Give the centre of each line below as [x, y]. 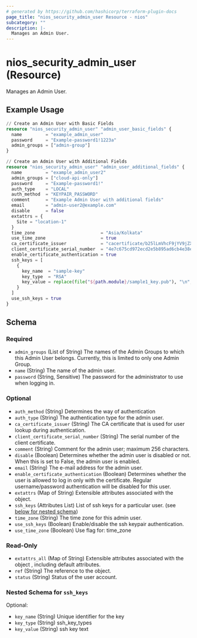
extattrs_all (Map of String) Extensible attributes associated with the [99, 558]
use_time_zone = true [64, 238]
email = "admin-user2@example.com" [64, 206]
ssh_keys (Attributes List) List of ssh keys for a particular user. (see [95, 505]
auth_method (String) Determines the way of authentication [85, 411]
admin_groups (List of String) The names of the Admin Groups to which [99, 352]
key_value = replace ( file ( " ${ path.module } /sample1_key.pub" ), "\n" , [107, 282]
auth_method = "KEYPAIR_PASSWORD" [55, 194]
